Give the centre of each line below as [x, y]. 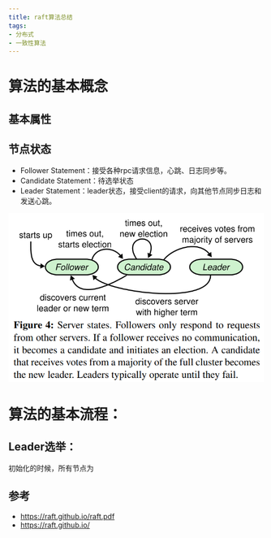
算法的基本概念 [58, 87]
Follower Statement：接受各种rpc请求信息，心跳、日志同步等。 [125, 170]
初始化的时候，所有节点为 [51, 468]
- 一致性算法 [27, 43]
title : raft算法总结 [41, 17]
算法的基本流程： [66, 415]
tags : [17, 26]
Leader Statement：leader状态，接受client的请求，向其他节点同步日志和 [141, 190]
